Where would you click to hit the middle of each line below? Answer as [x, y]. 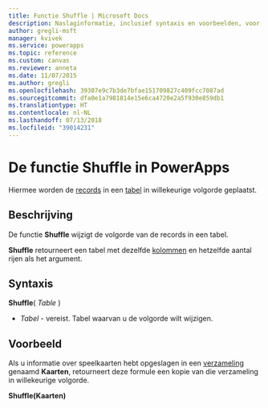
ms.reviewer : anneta [43, 68]
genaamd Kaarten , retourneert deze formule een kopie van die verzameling [134, 372]
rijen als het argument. [45, 259]
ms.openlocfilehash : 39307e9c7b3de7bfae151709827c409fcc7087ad [116, 90]
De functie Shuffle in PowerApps [119, 167]
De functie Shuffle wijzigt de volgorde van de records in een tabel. [118, 235]
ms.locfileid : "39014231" [51, 128]
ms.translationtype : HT [48, 105]
